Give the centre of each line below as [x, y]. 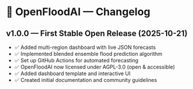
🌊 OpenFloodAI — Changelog [78, 12]
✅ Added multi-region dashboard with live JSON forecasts [85, 47]
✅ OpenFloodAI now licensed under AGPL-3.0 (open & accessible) [95, 67]
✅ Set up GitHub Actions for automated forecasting [77, 60]
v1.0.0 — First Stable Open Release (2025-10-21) [97, 33]
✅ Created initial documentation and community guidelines [86, 80]
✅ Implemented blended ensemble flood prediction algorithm [88, 54]
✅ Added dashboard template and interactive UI [72, 73]
